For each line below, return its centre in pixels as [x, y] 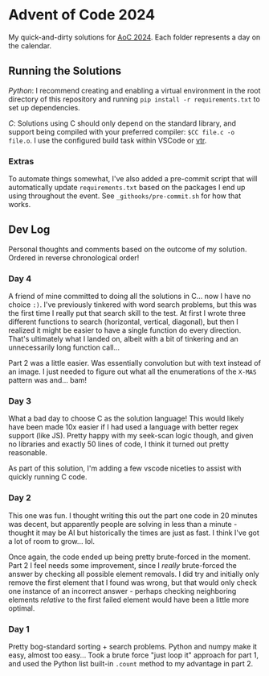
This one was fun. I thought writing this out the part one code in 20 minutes [133, 515]
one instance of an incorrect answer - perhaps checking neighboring [122, 591]
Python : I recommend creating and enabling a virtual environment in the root [134, 90]
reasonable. [28, 453]
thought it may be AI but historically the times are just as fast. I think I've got [134, 533]
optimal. [22, 608]
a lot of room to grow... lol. [51, 541]
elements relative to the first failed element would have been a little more [129, 599]
